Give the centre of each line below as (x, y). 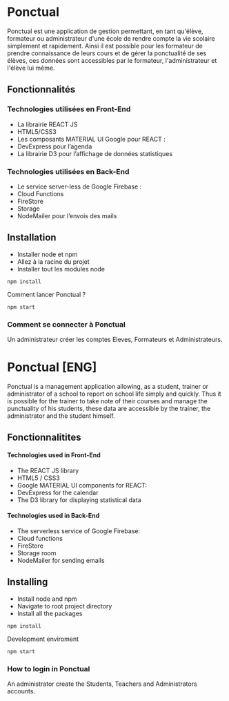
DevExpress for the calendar (58, 492)
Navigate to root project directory (64, 606)
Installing (28, 582)
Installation (32, 238)
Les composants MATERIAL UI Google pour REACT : (91, 139)
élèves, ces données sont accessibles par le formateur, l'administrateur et (112, 60)
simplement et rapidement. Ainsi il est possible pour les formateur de (105, 46)
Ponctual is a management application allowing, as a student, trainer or (108, 386)
